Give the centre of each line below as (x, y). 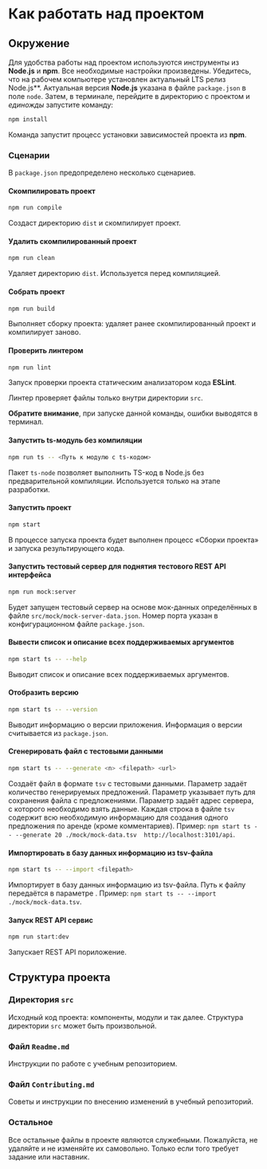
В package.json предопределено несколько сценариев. (102, 173)
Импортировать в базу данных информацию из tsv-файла (111, 852)
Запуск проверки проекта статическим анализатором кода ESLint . (122, 383)
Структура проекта (59, 977)
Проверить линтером (46, 350)
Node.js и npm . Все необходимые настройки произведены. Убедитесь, (130, 71)
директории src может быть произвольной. (82, 1025)
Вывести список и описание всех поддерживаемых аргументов (122, 642)
